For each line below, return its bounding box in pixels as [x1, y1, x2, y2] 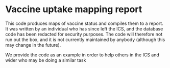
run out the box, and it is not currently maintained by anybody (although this [5, 37, 165, 43]
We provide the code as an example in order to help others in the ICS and [5, 52, 160, 58]
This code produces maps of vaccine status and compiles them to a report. [5, 20, 163, 26]
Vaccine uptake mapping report [5, 4, 142, 15]
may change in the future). [5, 42, 61, 48]
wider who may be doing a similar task [5, 57, 86, 63]
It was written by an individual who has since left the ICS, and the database [5, 25, 163, 31]
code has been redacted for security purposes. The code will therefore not [5, 31, 163, 37]
